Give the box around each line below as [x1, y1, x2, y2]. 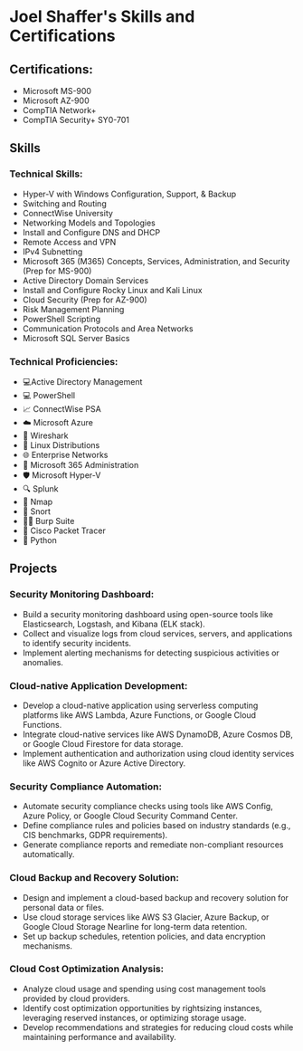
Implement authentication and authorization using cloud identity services [22, 748, 295, 759]
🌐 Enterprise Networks [22, 449, 109, 460]
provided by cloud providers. [22, 993, 131, 1004]
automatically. [22, 849, 75, 860]
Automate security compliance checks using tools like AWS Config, [22, 801, 273, 812]
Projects [9, 561, 58, 577]
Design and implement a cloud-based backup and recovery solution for [22, 892, 289, 903]
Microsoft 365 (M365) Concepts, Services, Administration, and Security [22, 255, 290, 266]
